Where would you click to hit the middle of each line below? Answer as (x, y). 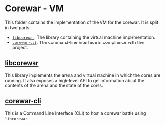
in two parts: (18, 27)
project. (20, 47)
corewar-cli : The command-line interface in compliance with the (78, 42)
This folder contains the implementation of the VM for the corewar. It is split (82, 22)
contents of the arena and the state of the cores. (54, 85)
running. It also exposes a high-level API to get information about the (75, 80)
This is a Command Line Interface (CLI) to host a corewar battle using (76, 113)
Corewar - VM (34, 9)
